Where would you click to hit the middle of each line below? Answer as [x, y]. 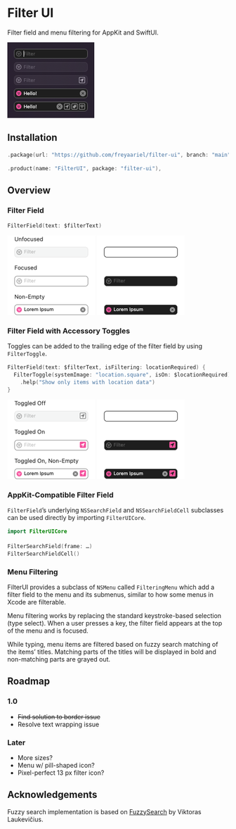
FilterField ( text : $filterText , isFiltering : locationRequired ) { [106, 367]
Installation [32, 138]
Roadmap [29, 682]
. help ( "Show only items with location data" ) [88, 382]
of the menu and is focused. [48, 631]
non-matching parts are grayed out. [59, 659]
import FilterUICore [38, 532]
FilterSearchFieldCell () [44, 554]
